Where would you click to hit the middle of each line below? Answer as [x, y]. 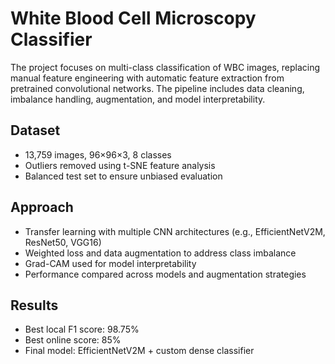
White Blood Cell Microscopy [133, 18]
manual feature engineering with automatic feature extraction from [147, 78]
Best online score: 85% [73, 340]
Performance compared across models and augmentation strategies [165, 274]
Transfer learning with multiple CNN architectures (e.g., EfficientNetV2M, [175, 231]
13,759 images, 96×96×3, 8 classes [98, 154]
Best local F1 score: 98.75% [82, 329]
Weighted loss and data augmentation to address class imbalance [160, 253]
